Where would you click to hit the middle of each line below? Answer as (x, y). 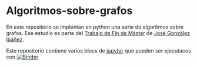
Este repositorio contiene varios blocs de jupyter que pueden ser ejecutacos (98, 50)
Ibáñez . (15, 39)
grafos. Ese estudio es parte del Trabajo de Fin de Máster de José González (98, 33)
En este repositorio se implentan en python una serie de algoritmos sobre (95, 27)
